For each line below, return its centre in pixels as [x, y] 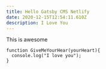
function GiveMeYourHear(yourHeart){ [53, 51]
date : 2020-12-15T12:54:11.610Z [46, 17]
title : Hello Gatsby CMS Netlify [48, 12]
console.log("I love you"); [47, 56]
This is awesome [27, 40]
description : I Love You [37, 23]
